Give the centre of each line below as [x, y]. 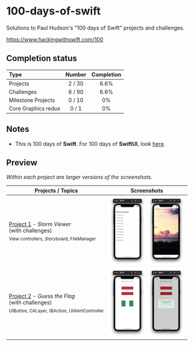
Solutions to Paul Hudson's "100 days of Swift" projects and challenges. [95, 28]
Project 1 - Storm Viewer [40, 224]
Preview [22, 162]
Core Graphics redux [35, 109]
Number [76, 75]
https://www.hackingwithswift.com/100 [55, 39]
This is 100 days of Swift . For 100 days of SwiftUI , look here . [90, 143]
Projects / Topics [56, 190]
